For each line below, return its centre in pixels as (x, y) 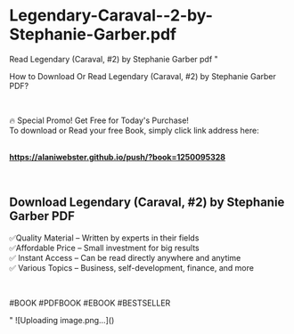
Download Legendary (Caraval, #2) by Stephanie (147, 203)
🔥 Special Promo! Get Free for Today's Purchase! (99, 120)
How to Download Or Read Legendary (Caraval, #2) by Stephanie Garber (143, 76)
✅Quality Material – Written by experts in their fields (104, 238)
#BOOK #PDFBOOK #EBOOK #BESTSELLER (90, 303)
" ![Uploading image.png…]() (62, 320)
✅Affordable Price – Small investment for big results (104, 248)
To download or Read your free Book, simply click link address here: (135, 130)
